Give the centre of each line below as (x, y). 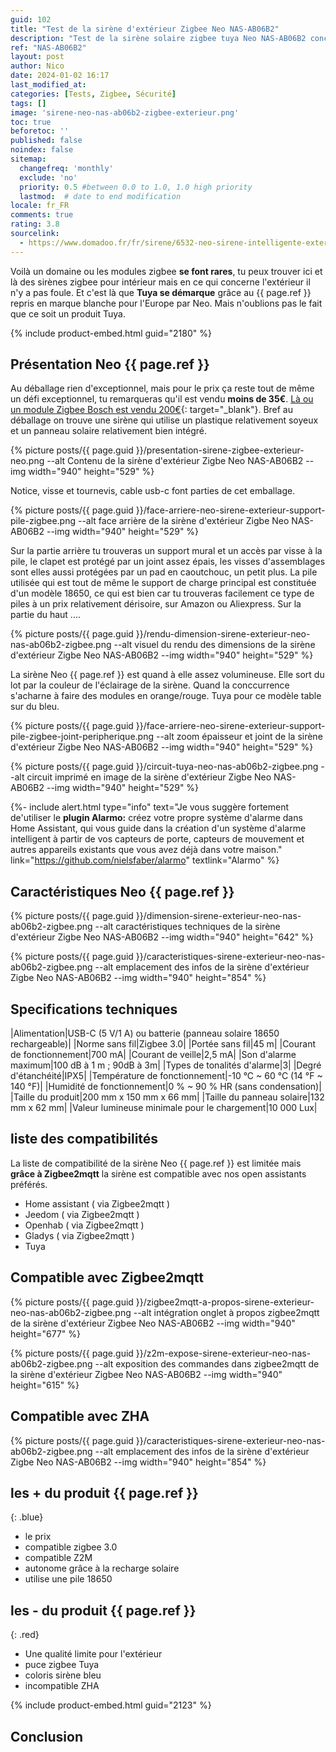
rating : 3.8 (35, 224)
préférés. (29, 1184)
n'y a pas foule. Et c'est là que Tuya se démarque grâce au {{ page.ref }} (161, 292)
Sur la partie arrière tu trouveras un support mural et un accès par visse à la (166, 551)
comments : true (42, 215)
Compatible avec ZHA (80, 1416)
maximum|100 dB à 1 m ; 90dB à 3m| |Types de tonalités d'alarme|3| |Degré (166, 1065)
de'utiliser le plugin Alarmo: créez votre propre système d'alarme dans (156, 818)
